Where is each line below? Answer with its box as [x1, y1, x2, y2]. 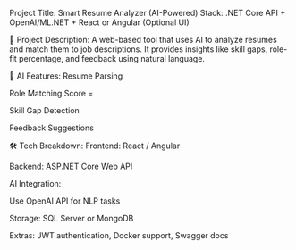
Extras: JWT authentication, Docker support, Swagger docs [9, 230, 229, 240]
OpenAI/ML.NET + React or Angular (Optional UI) [9, 17, 190, 28]
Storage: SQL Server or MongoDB [9, 213, 134, 223]
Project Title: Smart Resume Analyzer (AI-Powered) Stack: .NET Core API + [9, 8, 286, 18]
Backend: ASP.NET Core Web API [9, 161, 133, 171]
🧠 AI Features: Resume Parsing [9, 71, 123, 81]
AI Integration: [9, 179, 62, 188]
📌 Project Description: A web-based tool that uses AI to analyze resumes [9, 35, 277, 45]
